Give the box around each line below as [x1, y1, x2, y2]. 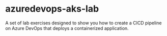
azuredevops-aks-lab [5, 3, 99, 15]
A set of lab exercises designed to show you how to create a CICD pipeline [5, 20, 162, 26]
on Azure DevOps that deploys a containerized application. [5, 25, 129, 31]
